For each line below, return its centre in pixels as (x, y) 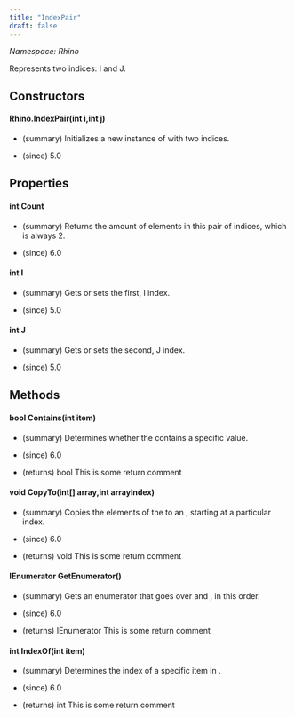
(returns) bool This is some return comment (102, 472)
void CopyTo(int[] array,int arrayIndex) (82, 492)
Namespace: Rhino (44, 51)
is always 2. (44, 235)
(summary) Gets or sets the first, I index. (96, 292)
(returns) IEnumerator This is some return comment (116, 631)
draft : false (33, 26)
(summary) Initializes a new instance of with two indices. (126, 139)
